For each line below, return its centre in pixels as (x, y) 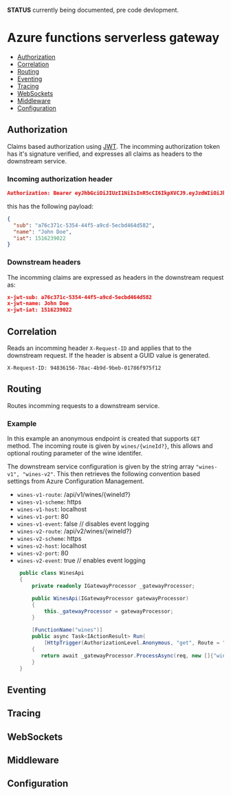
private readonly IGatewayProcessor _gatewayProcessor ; (113, 586)
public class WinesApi (52, 573)
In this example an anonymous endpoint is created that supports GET (104, 439)
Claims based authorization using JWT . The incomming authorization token (113, 146)
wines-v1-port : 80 (43, 517)
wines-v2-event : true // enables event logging (81, 560)
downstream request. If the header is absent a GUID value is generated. (109, 356)
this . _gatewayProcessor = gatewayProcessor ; (109, 611)
